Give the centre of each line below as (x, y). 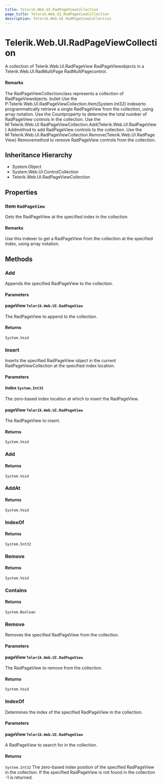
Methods (19, 259)
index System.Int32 (24, 388)
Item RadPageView (25, 206)
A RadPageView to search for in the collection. (51, 745)
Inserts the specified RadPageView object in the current (60, 361)
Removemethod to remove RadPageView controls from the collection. (87, 140)
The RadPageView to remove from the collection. (54, 668)
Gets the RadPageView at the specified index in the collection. (67, 217)
